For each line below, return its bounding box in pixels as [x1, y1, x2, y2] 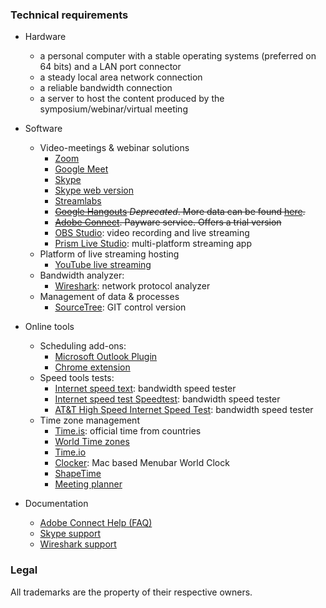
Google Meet [54, 163, 109, 175]
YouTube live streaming [54, 259, 152, 271]
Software [24, 123, 63, 135]
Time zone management [39, 414, 140, 427]
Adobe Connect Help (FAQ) [39, 517, 153, 529]
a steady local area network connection [39, 71, 203, 83]
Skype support [39, 528, 102, 540]
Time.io [54, 446, 87, 458]
